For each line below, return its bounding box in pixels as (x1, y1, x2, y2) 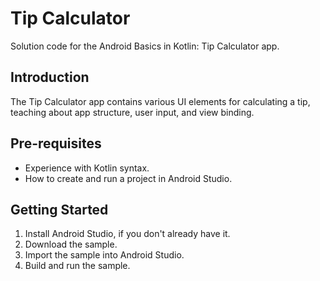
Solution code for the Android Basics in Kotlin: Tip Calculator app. (10, 40, 280, 52)
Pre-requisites (10, 135, 102, 152)
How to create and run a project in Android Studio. (24, 172, 233, 184)
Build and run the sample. (24, 260, 131, 272)
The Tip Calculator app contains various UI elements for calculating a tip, (10, 95, 311, 107)
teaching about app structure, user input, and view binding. (10, 106, 255, 118)
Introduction (10, 69, 90, 86)
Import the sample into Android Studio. (24, 249, 185, 261)
